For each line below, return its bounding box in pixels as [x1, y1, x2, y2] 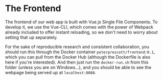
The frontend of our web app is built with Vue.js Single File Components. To [5, 19, 158, 25]
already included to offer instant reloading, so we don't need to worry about [5, 29, 158, 35]
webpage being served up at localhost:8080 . [5, 69, 96, 75]
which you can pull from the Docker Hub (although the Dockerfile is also [5, 54, 151, 60]
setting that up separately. [5, 34, 58, 40]
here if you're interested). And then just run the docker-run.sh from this [5, 59, 149, 65]
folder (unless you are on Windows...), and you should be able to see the [5, 64, 152, 70]
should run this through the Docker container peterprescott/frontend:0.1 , [5, 49, 155, 55]
